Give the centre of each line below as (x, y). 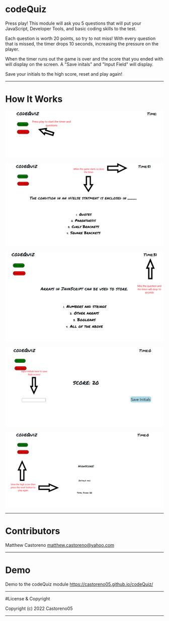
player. (12, 49)
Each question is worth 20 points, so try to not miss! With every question (80, 38)
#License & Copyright (28, 599)
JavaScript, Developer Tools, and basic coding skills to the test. (71, 28)
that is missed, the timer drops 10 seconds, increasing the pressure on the (82, 43)
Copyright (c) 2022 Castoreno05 (39, 608)
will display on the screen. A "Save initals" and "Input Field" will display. (79, 64)
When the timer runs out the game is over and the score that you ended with (84, 59)
